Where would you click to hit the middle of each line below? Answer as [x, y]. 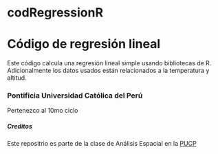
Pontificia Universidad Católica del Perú [75, 96]
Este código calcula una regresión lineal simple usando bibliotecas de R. [109, 63]
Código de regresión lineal [84, 44]
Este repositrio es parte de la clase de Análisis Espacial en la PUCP [102, 144]
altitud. [17, 78]
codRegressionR [55, 13]
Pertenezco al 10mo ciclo [43, 111]
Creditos [20, 126]
